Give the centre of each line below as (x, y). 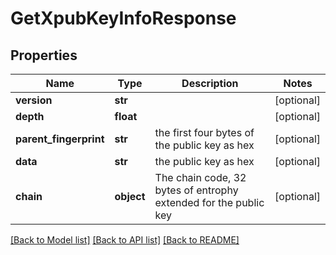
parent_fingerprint (60, 139)
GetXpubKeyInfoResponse (123, 18)
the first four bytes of (204, 132)
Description (210, 83)
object (130, 196)
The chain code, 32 (200, 177)
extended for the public (209, 202)
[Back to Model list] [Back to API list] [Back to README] (125, 240)
